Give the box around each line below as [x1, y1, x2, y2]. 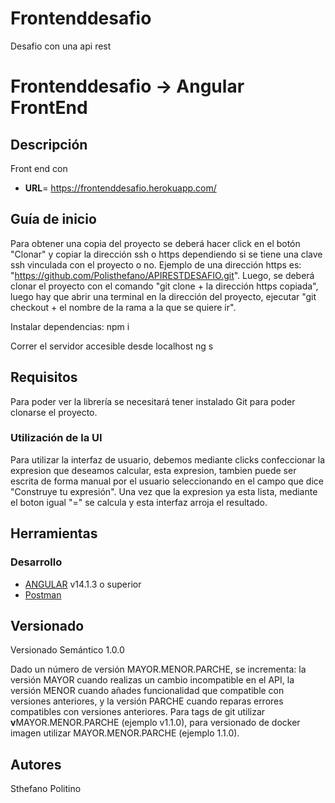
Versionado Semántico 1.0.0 [10, 644, 125, 656]
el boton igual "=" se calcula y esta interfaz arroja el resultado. [10, 496, 268, 508]
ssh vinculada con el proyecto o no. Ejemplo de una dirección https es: [10, 258, 302, 271]
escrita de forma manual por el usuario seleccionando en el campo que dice [10, 475, 324, 487]
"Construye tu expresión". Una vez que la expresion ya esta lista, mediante [10, 485, 318, 497]
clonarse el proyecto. [10, 406, 98, 418]
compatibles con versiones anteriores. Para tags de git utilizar [10, 706, 266, 718]
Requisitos [10, 369, 78, 386]
